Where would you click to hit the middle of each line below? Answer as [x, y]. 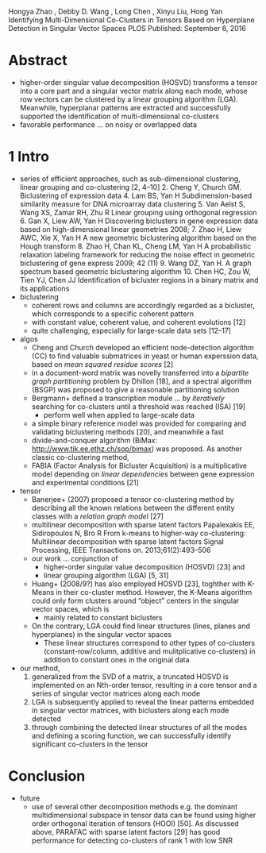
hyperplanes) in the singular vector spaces [102, 634]
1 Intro [29, 157]
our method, [40, 668]
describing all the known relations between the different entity [133, 508]
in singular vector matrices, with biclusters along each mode [130, 710]
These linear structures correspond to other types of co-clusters [149, 643]
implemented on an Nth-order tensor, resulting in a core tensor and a [144, 685]
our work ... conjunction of [75, 558]
